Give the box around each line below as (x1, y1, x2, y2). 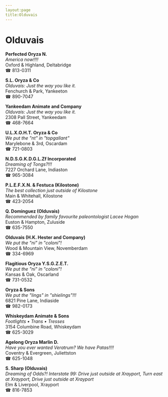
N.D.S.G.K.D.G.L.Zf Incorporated (5, 156, 76, 162)
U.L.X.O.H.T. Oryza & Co (5, 130, 58, 136)
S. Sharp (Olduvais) (5, 365, 47, 371)
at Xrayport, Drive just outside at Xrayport (5, 376, 94, 382)
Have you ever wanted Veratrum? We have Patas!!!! (5, 344, 114, 351)
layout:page (5, 7, 31, 13)
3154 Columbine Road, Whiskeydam (5, 324, 81, 330)
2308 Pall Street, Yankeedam (5, 114, 66, 121)
